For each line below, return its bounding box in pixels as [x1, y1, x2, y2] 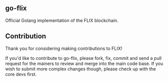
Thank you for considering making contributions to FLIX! [5, 45, 123, 51]
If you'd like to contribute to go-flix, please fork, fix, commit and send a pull [5, 55, 162, 61]
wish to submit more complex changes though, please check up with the [5, 65, 156, 72]
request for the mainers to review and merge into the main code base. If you [5, 60, 163, 66]
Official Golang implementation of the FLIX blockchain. [5, 17, 119, 23]
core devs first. [5, 71, 37, 77]
